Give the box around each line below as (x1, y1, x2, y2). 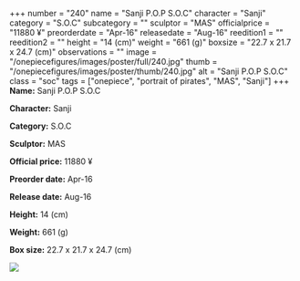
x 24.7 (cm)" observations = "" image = (9, 47, 158, 57)
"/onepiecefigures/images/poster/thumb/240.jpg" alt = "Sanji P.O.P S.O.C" (9, 66, 289, 77)
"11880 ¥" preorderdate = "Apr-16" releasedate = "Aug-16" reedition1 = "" (9, 27, 284, 37)
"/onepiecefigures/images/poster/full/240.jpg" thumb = (9, 57, 218, 67)
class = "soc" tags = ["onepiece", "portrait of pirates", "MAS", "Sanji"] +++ (9, 76, 290, 86)
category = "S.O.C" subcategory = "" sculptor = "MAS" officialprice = (9, 17, 271, 28)
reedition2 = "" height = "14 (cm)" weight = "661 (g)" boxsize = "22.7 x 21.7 (9, 36, 292, 47)
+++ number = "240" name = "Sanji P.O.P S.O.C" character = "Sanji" (9, 8, 266, 18)
